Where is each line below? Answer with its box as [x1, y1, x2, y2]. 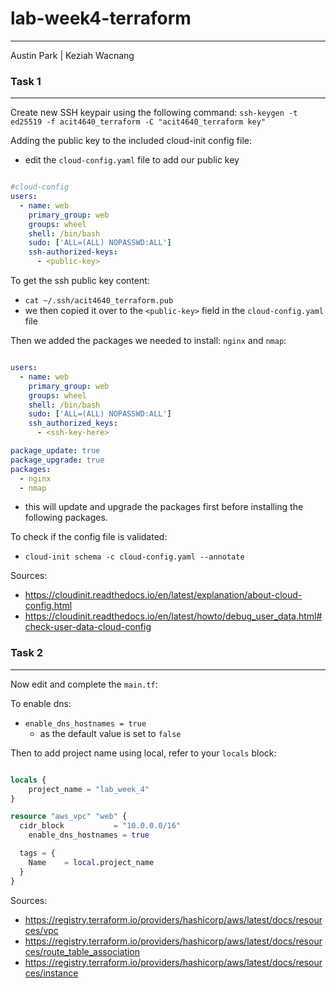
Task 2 [10, 646, 44, 660]
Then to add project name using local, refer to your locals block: [10, 747, 277, 759]
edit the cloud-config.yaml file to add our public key [24, 154, 240, 166]
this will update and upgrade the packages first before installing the [24, 501, 304, 513]
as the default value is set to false [39, 727, 182, 739]
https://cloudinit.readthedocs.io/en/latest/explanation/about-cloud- [24, 589, 303, 601]
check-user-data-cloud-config [24, 621, 152, 633]
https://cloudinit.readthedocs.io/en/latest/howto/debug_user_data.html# [24, 610, 323, 622]
